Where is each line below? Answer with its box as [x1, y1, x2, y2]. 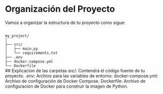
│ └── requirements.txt [5, 50, 58, 55]
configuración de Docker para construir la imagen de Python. [5, 83, 128, 89]
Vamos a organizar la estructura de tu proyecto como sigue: [5, 20, 126, 25]
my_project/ [5, 33, 29, 38]
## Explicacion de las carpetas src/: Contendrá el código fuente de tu [5, 68, 145, 73]
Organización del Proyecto [5, 3, 115, 15]
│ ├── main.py [5, 46, 38, 51]
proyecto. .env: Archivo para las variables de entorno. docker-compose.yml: [5, 72, 159, 79]
